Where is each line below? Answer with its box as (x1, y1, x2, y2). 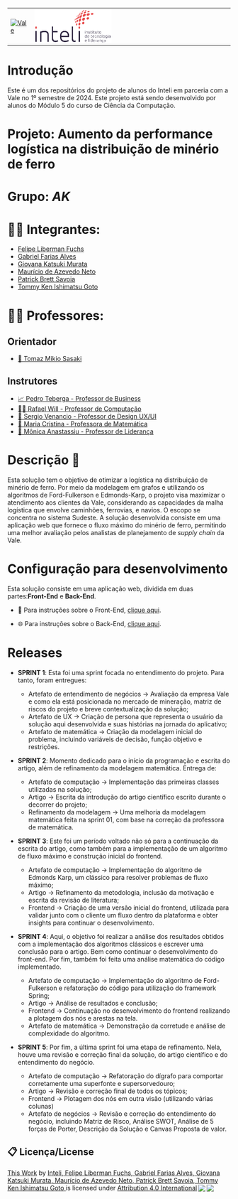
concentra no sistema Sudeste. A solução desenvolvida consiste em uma (7, 513, 221, 522)
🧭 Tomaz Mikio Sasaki (17, 355, 82, 363)
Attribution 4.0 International (117, 1183, 198, 1192)
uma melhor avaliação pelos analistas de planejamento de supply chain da (7, 529, 225, 537)
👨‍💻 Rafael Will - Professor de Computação (17, 404, 142, 413)
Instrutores (7, 375, 58, 387)
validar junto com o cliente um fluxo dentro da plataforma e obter (28, 910, 218, 919)
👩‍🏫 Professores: (7, 307, 104, 323)
